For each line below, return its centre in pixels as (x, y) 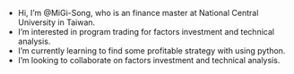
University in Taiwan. (56, 22)
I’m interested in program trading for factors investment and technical (146, 32)
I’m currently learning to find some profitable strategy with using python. (151, 51)
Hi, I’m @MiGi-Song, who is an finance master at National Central (138, 13)
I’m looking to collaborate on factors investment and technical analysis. (149, 60)
